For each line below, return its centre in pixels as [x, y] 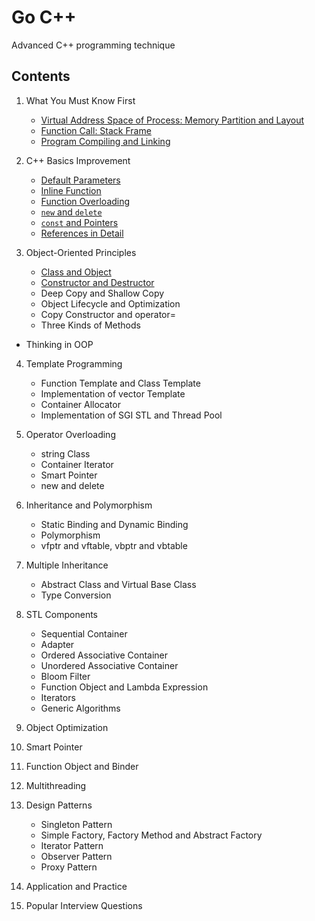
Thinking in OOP [59, 344]
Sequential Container [84, 633]
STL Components [61, 614]
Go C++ [44, 17]
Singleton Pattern [76, 824]
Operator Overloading [70, 434]
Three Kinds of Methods [90, 325]
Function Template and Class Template [120, 383]
